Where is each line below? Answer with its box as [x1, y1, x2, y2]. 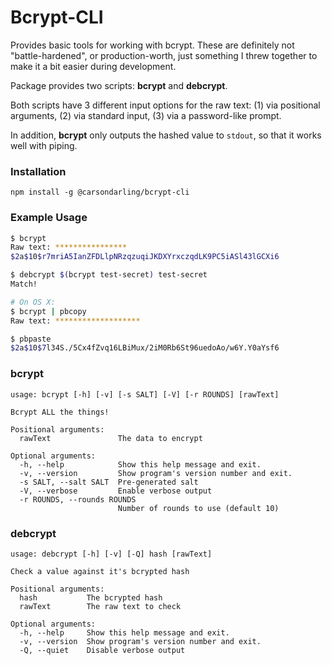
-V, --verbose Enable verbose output [19, 486, 213, 496]
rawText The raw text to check [19, 601, 182, 611]
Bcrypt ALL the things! [10, 407, 110, 417]
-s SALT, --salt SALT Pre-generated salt [19, 477, 199, 487]
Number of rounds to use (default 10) [117, 503, 280, 513]
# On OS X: [10, 297, 56, 307]
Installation [10, 164, 67, 178]
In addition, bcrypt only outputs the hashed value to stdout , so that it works [10, 129, 322, 141]
